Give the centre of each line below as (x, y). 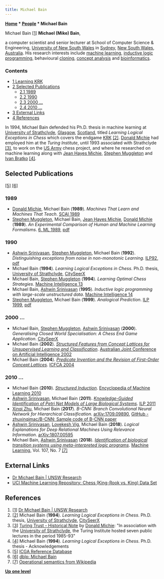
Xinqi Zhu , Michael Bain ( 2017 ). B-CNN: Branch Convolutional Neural (82, 408)
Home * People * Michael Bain (36, 23)
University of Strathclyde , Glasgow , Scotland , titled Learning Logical (74, 132)
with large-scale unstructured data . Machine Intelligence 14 (72, 294)
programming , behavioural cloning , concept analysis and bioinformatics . (78, 58)
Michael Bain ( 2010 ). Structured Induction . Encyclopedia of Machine (81, 388)
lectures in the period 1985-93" (44, 535)
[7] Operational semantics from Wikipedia (54, 562)
